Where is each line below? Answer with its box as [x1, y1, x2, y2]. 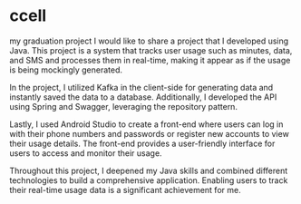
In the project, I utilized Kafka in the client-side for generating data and [9, 82, 274, 92]
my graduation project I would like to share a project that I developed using [9, 35, 289, 46]
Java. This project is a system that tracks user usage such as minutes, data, [9, 44, 293, 55]
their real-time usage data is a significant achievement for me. [9, 184, 242, 195]
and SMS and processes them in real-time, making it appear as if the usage [9, 54, 291, 65]
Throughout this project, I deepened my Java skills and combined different [9, 165, 288, 176]
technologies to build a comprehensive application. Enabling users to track [9, 174, 288, 186]
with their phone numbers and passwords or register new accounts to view [9, 128, 290, 139]
